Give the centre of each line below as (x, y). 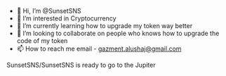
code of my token (42, 41)
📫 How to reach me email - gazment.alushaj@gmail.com (99, 49)
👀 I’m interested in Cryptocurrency (66, 18)
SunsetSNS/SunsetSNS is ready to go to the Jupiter (81, 65)
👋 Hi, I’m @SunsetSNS (49, 11)
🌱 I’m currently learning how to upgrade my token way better (105, 26)
